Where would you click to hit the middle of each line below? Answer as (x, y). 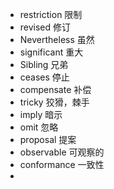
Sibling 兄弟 (44, 64)
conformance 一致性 (62, 164)
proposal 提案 (48, 139)
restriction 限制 (51, 14)
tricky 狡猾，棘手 (54, 102)
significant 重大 (51, 52)
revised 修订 (45, 27)
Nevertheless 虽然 (57, 39)
